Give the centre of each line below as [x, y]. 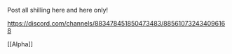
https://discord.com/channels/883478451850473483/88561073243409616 [116, 23]
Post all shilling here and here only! [58, 10]
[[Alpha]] [20, 44]
